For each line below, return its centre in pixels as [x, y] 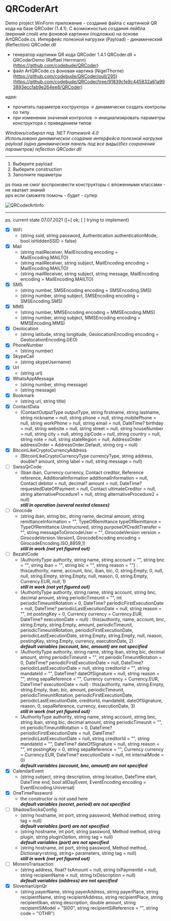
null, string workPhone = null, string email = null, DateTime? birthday [92, 423]
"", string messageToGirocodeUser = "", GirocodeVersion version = [90, 532]
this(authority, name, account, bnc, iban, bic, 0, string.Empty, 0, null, [92, 570]
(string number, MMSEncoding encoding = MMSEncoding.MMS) [88, 312]
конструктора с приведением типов [52, 123]
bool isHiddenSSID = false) [49, 241]
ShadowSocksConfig [35, 809]
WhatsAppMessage [33, 379]
